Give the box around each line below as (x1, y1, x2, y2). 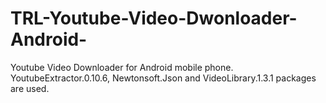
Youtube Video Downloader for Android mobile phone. (10, 61, 234, 73)
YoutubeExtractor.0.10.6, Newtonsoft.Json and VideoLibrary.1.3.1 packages (10, 72, 317, 84)
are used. (10, 82, 50, 94)
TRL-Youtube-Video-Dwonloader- (10, 7, 298, 30)
